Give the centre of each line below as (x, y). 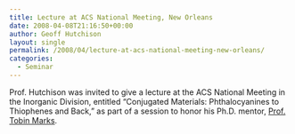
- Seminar (35, 67)
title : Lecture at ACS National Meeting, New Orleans (111, 17)
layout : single (37, 42)
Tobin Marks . (33, 120)
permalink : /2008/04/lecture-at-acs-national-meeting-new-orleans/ (137, 51)
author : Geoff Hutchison (55, 34)
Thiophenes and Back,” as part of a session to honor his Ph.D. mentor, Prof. (147, 111)
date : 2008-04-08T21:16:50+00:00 (71, 26)
